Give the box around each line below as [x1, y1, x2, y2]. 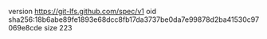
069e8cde [8, 23, 42, 32]
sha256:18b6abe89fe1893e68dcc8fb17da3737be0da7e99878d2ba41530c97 [8, 15, 260, 24]
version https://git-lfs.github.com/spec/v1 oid [8, 7, 157, 16]
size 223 [43, 23, 73, 32]
